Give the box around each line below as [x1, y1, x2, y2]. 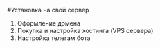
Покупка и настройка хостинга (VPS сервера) [17, 27, 154, 35]
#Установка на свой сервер [7, 6, 89, 14]
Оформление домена [17, 19, 81, 27]
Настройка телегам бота [17, 34, 91, 42]
